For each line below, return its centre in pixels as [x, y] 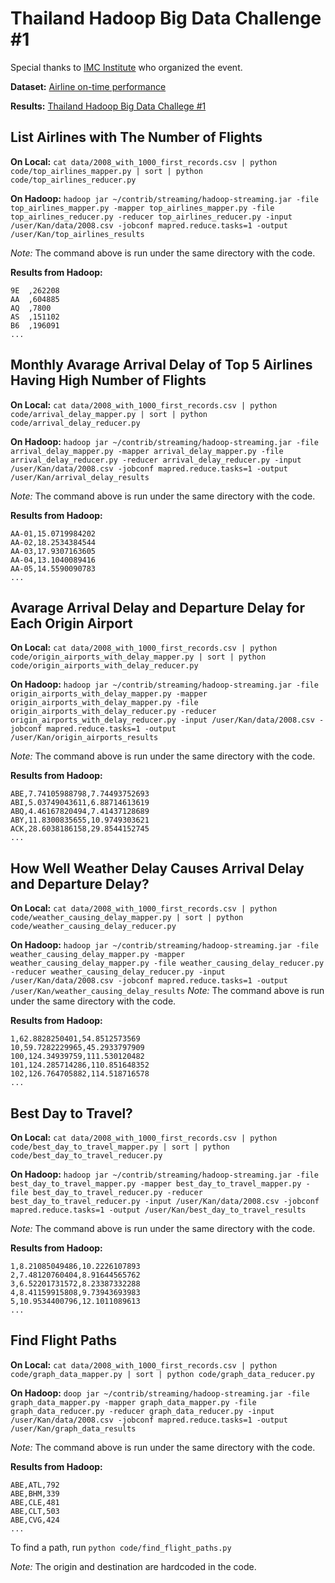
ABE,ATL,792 [35, 1485]
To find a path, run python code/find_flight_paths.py [121, 1547]
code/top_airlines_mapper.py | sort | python [106, 171]
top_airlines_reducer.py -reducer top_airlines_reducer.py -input [151, 217]
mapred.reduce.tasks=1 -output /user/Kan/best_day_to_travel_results [158, 1210]
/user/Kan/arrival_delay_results [80, 477]
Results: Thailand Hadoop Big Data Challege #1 [108, 106]
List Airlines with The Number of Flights [136, 137]
